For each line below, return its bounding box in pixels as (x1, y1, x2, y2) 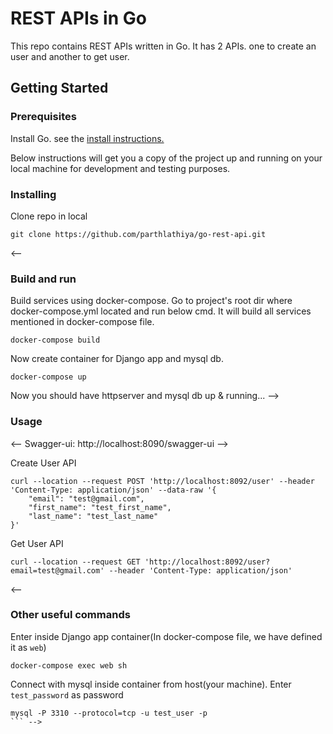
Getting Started (10, 80, 109, 97)
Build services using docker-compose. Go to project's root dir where (10, 295, 293, 307)
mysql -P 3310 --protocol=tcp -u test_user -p (10, 708, 208, 718)
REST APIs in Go (10, 7, 147, 30)
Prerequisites (10, 110, 77, 124)
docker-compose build (10, 335, 101, 346)
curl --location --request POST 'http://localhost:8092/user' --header (10, 476, 315, 486)
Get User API (10, 537, 64, 549)
